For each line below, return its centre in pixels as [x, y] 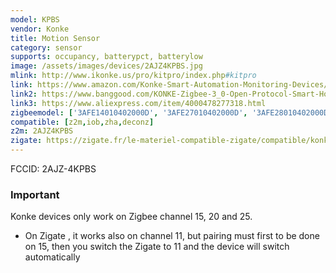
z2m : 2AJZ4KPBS [42, 131]
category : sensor [46, 47]
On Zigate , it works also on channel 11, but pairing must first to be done [172, 236]
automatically [52, 257]
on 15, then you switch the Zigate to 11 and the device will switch [157, 247]
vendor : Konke [40, 29]
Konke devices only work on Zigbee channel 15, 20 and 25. [131, 217]
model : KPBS [35, 19]
